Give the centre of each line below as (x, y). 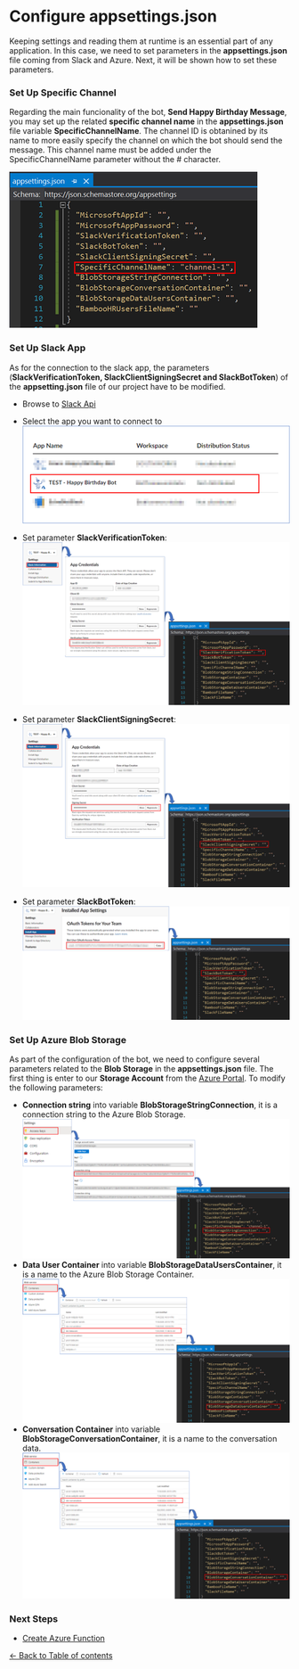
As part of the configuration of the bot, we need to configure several (134, 1059)
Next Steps (34, 1618)
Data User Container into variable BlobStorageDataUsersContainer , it (152, 1265)
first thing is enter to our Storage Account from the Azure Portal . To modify (148, 1078)
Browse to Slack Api (59, 404)
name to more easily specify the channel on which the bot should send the (146, 141)
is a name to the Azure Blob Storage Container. (108, 1274)
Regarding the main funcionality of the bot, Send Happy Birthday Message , (148, 112)
